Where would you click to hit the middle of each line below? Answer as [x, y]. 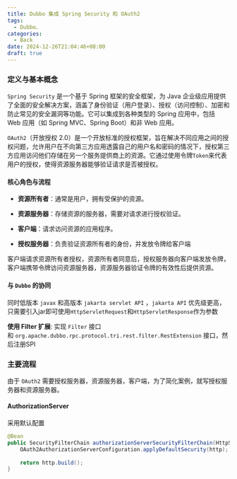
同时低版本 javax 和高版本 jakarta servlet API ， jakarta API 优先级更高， [116, 302]
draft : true [25, 54]
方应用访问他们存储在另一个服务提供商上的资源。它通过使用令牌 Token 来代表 [117, 156]
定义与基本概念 [33, 79]
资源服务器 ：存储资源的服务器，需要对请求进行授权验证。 [101, 214]
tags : [15, 21]
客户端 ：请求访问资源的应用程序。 [67, 229]
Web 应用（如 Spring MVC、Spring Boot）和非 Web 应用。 [93, 123]
